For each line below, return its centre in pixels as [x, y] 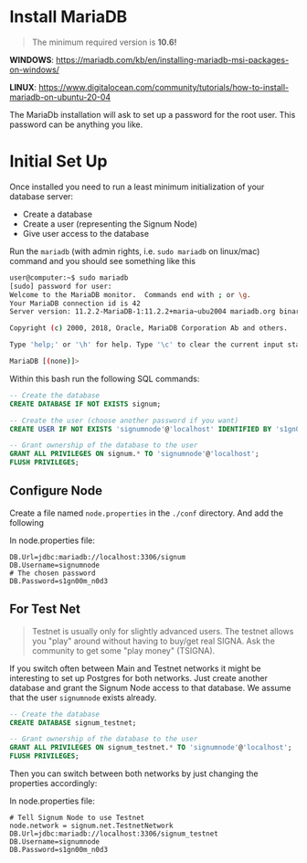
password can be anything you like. [76, 124]
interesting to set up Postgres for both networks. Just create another [138, 677]
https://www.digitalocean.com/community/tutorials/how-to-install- [164, 87]
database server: [42, 196]
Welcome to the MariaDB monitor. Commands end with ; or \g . [130, 294]
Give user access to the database [85, 233]
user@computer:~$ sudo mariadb [69, 277]
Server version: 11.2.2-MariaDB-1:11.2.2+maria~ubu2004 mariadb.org [143, 312]
